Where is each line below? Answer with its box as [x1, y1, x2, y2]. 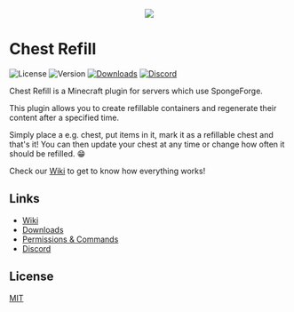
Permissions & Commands [21, 234, 119, 244]
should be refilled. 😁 [9, 148, 86, 159]
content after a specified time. [9, 112, 120, 123]
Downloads [21, 224, 64, 235]
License [9, 269, 54, 284]
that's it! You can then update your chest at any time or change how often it [9, 139, 285, 149]
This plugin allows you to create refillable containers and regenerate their [9, 102, 277, 113]
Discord [21, 243, 52, 253]
